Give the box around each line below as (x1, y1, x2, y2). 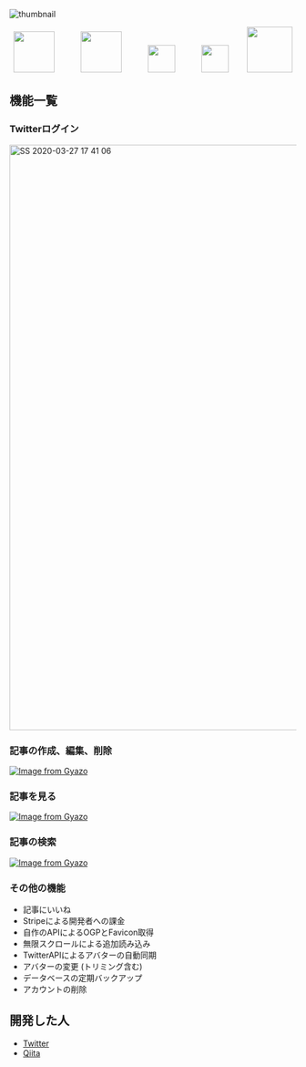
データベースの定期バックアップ (22, 972, 143, 983)
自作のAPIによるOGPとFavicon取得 (22, 927, 155, 938)
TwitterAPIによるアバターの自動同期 (22, 949, 158, 960)
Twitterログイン (9, 123, 79, 136)
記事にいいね (22, 904, 71, 915)
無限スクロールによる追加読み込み (22, 938, 151, 948)
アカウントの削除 (22, 983, 87, 994)
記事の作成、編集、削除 (9, 744, 112, 757)
